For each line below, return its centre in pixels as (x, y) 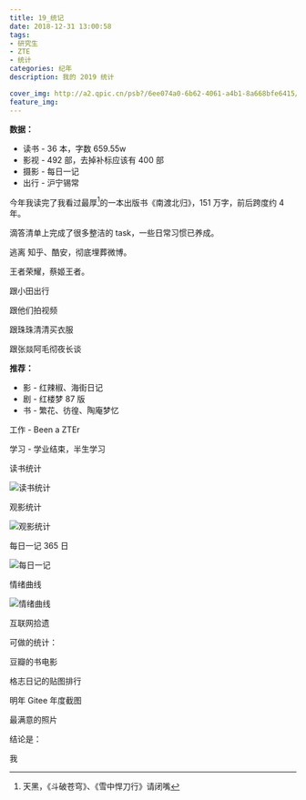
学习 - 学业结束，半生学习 (58, 449)
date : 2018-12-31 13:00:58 (61, 26)
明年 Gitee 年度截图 (46, 701)
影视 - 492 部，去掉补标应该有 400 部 (93, 159)
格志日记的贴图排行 (46, 681)
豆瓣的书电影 (33, 662)
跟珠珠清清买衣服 (41, 329)
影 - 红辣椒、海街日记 (63, 388)
